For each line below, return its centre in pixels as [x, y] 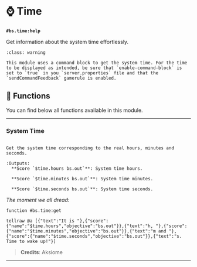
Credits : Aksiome [42, 252]
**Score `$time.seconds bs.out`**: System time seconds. [82, 189]
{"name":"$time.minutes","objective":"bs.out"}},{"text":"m [81, 231]
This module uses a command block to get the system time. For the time [97, 63]
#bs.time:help [23, 31]
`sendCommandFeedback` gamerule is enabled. [61, 78]
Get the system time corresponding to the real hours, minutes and [90, 148]
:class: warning [26, 52]
